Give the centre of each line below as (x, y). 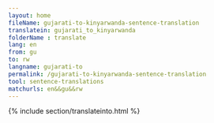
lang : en (23, 45)
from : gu (23, 52)
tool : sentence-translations (56, 81)
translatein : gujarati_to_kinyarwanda (72, 30)
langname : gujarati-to (45, 67)
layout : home (30, 15)
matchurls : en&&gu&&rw (45, 89)
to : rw (19, 60)
